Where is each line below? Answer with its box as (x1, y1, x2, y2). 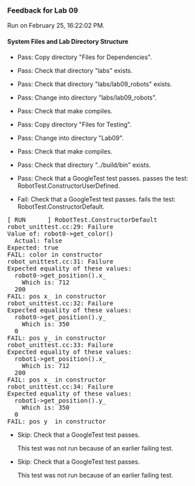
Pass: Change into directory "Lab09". (17, 133, 124, 142)
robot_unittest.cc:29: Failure (7, 222, 114, 231)
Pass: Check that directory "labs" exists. (17, 66, 133, 74)
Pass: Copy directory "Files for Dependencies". (17, 53, 153, 61)
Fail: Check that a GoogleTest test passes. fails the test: (17, 195, 176, 203)
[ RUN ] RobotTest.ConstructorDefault (7, 216, 158, 224)
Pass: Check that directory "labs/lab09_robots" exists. (17, 79, 172, 88)
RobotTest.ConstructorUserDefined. (17, 181, 120, 190)
